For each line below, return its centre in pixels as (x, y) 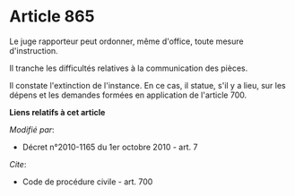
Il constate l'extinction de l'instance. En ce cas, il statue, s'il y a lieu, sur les (147, 85)
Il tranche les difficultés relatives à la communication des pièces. (129, 68)
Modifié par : (32, 129)
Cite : (18, 164)
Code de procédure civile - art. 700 (87, 182)
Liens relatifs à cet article (57, 112)
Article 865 (52, 17)
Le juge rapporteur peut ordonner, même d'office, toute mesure (126, 41)
